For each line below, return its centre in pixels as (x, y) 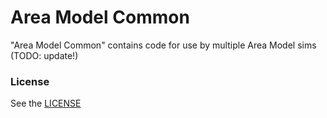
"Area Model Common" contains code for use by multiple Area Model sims (163, 45)
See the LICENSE (46, 103)
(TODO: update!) (44, 55)
